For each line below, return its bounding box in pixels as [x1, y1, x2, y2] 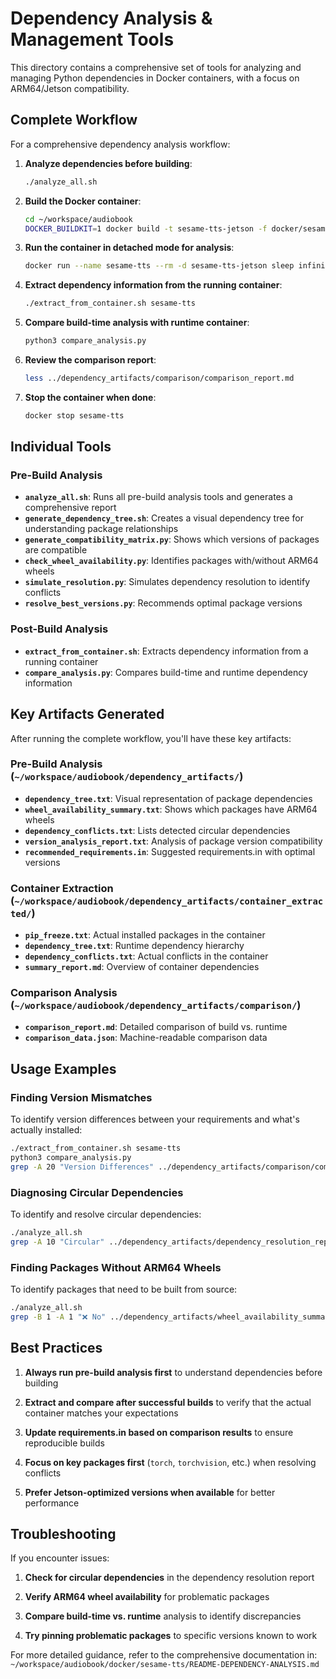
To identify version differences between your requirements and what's [10, 1113, 300, 1126]
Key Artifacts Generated [10, 706, 165, 723]
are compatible [24, 544, 88, 556]
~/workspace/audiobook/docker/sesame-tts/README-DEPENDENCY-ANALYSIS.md [10, 1660, 320, 1670]
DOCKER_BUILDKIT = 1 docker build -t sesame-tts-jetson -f [24, 223, 268, 234]
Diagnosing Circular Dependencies [10, 1185, 184, 1199]
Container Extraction [10, 881, 114, 895]
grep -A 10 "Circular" [10, 1237, 105, 1247]
